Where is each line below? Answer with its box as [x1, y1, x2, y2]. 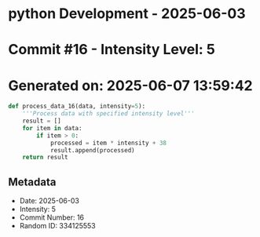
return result [22, 154, 68, 162]
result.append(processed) [49, 146, 135, 154]
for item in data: [22, 124, 82, 132]
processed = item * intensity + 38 [49, 139, 167, 147]
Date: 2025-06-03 [19, 196, 80, 206]
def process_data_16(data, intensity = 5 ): [8, 103, 146, 111]
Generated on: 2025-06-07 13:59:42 [8, 76, 253, 94]
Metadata [8, 175, 57, 188]
